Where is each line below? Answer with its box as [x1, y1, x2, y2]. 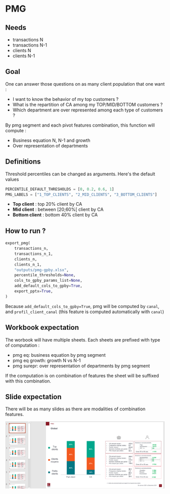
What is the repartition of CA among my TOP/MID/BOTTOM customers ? [12, 101, 163, 107]
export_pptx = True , [14, 289, 53, 294]
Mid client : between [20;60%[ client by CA [12, 206, 104, 213]
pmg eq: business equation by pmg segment [12, 352, 106, 358]
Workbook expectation [5, 323, 79, 332]
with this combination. [5, 378, 52, 384]
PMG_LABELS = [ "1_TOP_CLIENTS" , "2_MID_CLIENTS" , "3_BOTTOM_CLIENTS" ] [5, 192, 157, 197]
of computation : [5, 342, 40, 348]
